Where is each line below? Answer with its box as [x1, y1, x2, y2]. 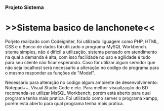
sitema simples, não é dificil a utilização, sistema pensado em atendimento [5, 49, 157, 55]
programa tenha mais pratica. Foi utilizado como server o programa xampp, [5, 95, 159, 101]
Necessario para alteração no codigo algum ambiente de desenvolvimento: [5, 79, 158, 85]
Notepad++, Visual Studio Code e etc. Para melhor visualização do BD [5, 84, 148, 90]
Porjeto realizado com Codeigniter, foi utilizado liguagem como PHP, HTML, [5, 38, 159, 44]
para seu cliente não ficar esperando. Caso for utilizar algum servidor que [5, 59, 156, 65]
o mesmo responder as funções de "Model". [5, 70, 95, 75]
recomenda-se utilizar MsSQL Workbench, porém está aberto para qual [5, 90, 151, 96]
